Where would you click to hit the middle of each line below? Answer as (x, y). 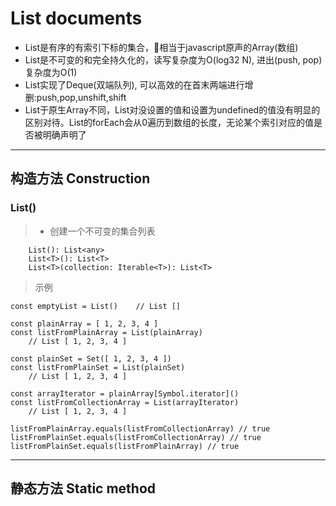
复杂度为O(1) (51, 72)
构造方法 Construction (80, 178)
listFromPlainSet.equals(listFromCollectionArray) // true (136, 437)
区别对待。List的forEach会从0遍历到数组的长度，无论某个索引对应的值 (169, 122)
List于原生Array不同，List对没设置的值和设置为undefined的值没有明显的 (172, 109)
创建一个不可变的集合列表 (102, 231)
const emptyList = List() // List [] (96, 306)
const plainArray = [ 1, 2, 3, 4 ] (84, 323)
